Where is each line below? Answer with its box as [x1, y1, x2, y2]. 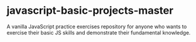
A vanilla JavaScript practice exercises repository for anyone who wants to [6, 23, 187, 30]
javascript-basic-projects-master [6, 4, 174, 17]
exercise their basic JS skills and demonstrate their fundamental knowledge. [6, 29, 191, 36]
